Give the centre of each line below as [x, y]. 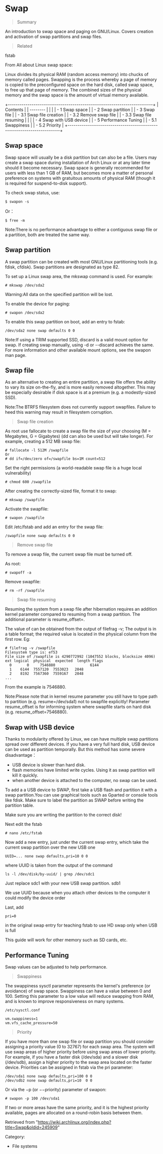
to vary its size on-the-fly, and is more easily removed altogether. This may [80, 387]
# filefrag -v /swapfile [30, 648]
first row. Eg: [18, 639]
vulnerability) [18, 473]
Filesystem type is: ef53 [31, 652]
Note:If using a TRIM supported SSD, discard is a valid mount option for [77, 339]
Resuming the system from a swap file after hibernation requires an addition [81, 609]
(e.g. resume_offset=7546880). [36, 712]
